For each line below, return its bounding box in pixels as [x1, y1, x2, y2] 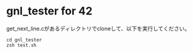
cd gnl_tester [6, 37, 43, 43]
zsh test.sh [6, 42, 37, 48]
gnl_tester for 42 [6, 4, 93, 18]
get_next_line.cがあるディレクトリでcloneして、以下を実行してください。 [6, 25, 191, 32]
